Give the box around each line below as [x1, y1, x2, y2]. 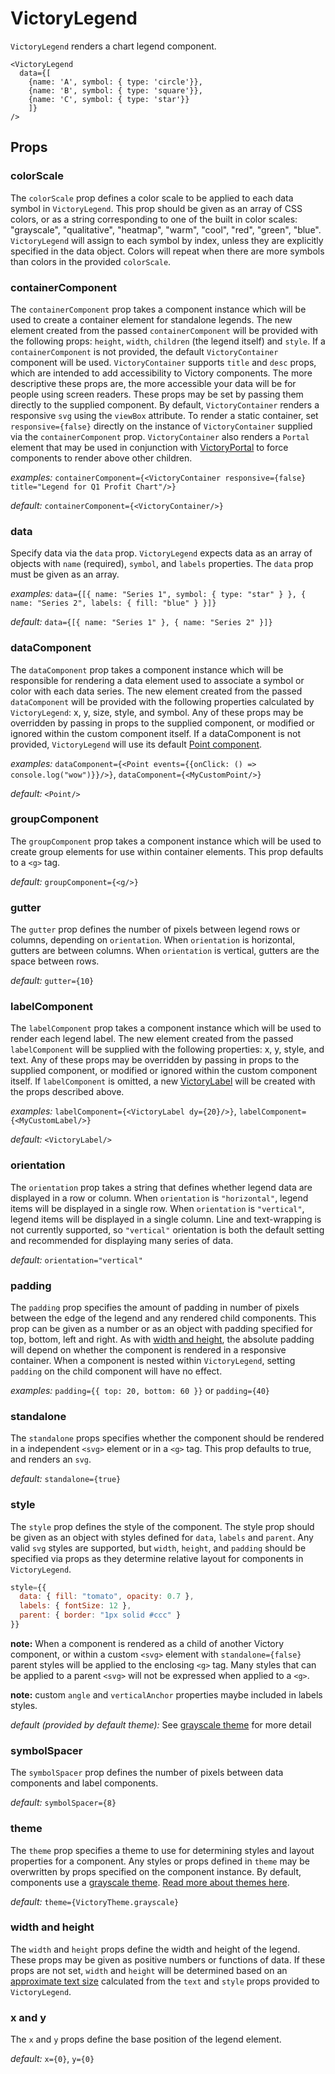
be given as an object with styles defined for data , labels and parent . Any [10, 1531, 314, 1543]
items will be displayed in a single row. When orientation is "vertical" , [10, 1202, 305, 1214]
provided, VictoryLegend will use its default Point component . [10, 738, 263, 750]
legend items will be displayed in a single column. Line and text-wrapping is [10, 1213, 322, 1225]
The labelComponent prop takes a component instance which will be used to [10, 1022, 322, 1034]
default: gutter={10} [10, 975, 95, 987]
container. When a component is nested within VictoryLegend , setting [10, 1355, 296, 1366]
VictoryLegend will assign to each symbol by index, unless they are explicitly [10, 234, 324, 246]
